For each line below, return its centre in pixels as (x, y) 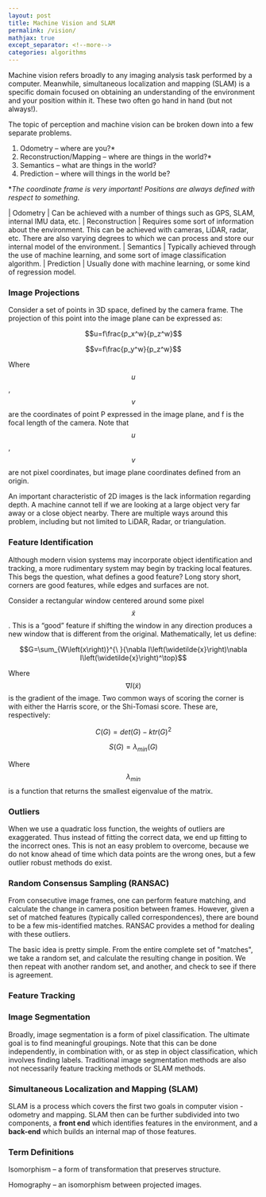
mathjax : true (32, 38)
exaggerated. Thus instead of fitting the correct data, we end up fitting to (128, 838)
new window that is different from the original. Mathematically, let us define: (132, 634)
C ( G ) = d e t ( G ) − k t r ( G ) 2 (133, 731)
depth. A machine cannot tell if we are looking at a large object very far (124, 505)
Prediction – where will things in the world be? (95, 173)
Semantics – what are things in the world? (88, 165)
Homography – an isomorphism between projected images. (105, 1185)
